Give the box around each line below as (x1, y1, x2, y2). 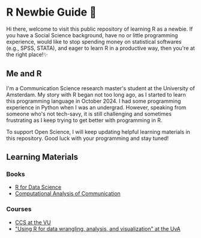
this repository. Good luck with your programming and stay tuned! (6, 135, 169, 142)
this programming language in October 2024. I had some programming (6, 97, 181, 105)
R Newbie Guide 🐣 (6, 5, 97, 19)
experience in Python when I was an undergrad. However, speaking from (6, 103, 187, 111)
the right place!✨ (6, 50, 48, 58)
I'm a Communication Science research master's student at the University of (6, 84, 195, 92)
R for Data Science (14, 183, 62, 191)
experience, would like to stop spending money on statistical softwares (6, 38, 182, 45)
